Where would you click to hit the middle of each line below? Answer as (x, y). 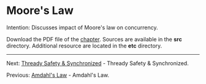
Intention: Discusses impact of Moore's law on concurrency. (82, 27)
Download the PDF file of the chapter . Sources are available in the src (94, 39)
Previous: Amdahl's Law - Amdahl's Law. (58, 75)
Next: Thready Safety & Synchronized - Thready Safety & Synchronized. (97, 63)
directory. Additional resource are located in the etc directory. (84, 46)
